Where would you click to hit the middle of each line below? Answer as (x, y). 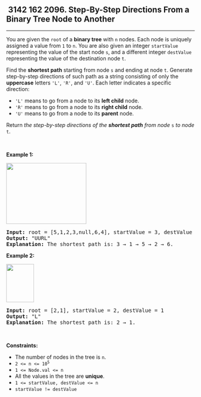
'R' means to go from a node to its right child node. (79, 107)
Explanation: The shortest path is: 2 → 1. (71, 322)
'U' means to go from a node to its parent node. (74, 113)
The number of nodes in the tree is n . (60, 357)
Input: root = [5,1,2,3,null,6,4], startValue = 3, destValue (99, 232)
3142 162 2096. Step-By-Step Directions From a (99, 10)
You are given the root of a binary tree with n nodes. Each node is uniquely (99, 39)
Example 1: (20, 154)
